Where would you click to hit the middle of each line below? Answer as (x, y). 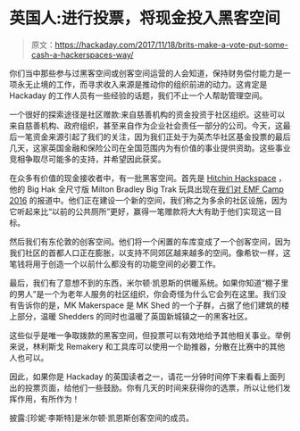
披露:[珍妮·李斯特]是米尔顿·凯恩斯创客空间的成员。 (102, 418)
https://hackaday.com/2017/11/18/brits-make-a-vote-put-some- (171, 45)
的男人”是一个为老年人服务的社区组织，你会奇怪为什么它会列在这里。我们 (144, 294)
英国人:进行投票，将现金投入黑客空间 (145, 18)
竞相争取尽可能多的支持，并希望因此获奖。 (87, 159)
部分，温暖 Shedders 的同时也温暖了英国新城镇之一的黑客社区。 (134, 316)
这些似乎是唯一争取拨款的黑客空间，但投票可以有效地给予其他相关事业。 (142, 335)
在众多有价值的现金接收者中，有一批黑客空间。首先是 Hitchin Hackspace (143, 178)
